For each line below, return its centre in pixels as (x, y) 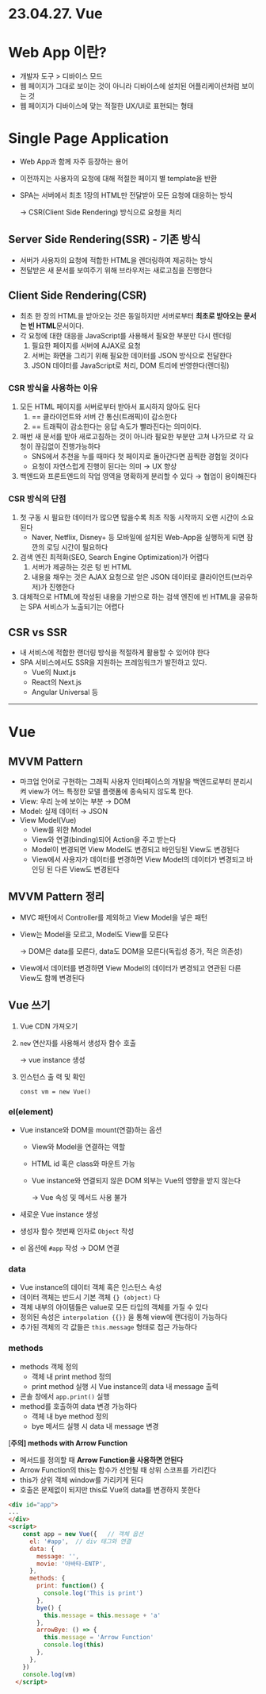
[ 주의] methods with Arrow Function (68, 1443)
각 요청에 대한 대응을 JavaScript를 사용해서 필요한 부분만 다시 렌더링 (125, 335)
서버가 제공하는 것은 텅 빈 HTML (82, 567)
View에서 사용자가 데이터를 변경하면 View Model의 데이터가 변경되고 (138, 859)
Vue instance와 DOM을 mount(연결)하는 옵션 (91, 1130)
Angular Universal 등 (65, 693)
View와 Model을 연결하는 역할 (78, 1147)
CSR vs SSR (38, 632)
